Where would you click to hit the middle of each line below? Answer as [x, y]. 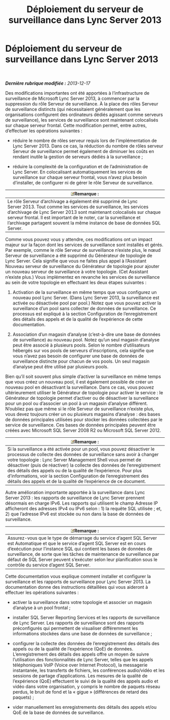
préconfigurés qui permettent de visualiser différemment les [75, 628]
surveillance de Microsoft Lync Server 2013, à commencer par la [73, 98]
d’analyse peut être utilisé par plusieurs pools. [60, 367]
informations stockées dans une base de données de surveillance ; [82, 633]
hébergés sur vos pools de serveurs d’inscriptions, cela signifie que [83, 351]
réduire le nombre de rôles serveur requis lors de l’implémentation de [84, 140]
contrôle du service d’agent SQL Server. [49, 565]
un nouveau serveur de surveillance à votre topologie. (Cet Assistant [77, 272]
